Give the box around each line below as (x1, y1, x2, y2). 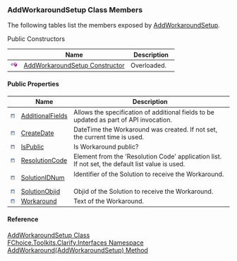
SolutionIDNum (20, 173, 65, 182)
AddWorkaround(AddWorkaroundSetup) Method (7, 245, 148, 254)
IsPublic (20, 143, 44, 151)
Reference (7, 215, 39, 224)
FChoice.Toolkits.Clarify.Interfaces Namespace (7, 238, 144, 247)
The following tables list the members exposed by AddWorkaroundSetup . (7, 21, 220, 30)
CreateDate (20, 129, 54, 137)
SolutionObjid (20, 187, 61, 195)
